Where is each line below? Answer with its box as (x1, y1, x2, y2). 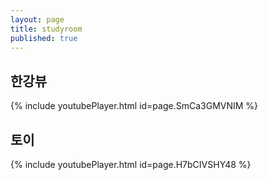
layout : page (10, 14, 65, 25)
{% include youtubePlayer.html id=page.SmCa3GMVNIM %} (10, 100, 259, 112)
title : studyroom (10, 24, 83, 34)
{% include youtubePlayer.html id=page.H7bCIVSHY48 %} (10, 159, 252, 170)
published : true (10, 33, 78, 43)
